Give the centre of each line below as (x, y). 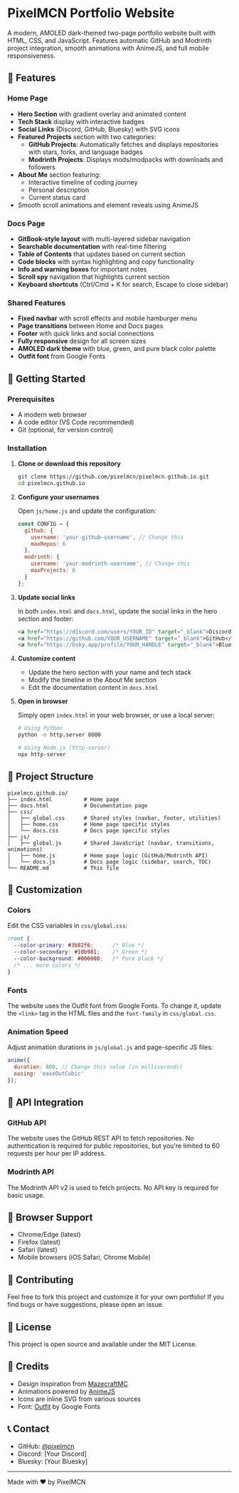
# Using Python (40, 728)
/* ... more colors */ (47, 965)
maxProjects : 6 (53, 571)
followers (42, 167)
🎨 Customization (45, 890)
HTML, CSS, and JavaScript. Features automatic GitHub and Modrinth (110, 40)
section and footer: (46, 618)
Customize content (47, 658)
